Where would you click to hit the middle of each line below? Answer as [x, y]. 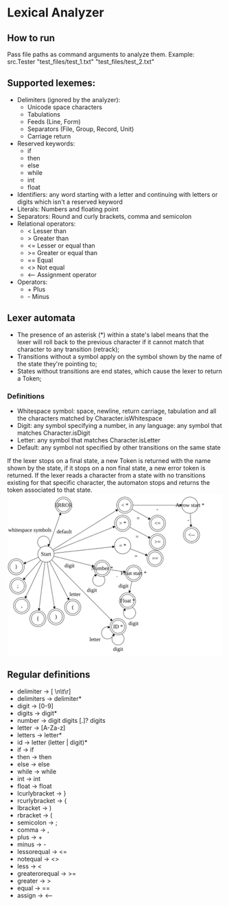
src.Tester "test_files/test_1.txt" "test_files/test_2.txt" [81, 62]
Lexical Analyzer [56, 13]
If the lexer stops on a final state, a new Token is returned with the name [109, 460]
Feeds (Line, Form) [54, 121]
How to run [31, 38]
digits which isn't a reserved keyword [70, 202]
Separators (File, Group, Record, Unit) [81, 129]
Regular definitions [49, 675]
